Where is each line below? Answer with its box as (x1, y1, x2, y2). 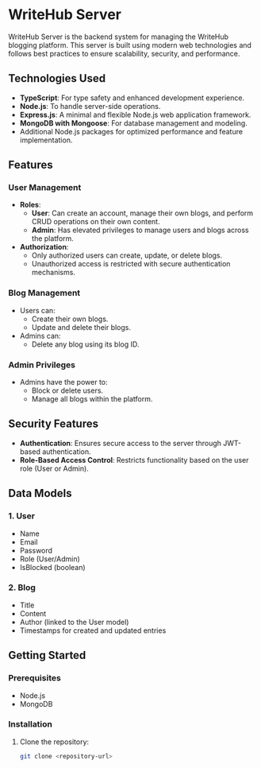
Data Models (8, 487, 72, 500)
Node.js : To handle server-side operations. (19, 101, 161, 111)
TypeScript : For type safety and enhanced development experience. (19, 93, 244, 103)
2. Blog (8, 582, 36, 593)
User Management (8, 182, 82, 193)
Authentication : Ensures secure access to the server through (19, 438, 222, 448)
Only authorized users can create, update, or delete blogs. (31, 250, 223, 260)
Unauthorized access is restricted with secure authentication (31, 259, 231, 269)
